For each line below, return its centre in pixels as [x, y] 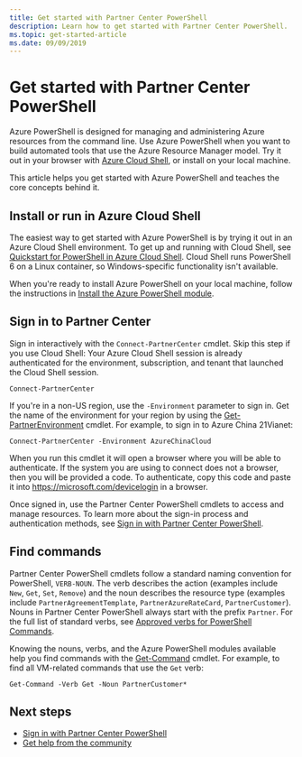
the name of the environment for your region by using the [116, 415]
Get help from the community [77, 743]
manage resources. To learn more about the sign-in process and [129, 513]
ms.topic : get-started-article [68, 34]
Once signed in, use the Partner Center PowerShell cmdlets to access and [146, 504]
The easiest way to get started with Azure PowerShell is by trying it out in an [151, 237]
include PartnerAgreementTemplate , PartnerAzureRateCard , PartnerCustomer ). [150, 602]
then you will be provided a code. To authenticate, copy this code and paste [150, 477]
